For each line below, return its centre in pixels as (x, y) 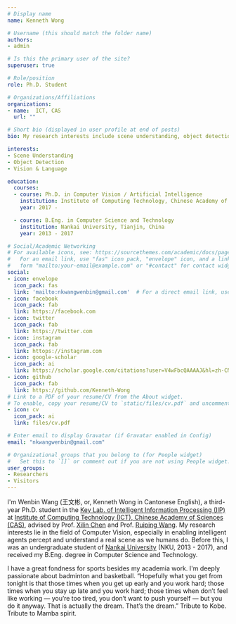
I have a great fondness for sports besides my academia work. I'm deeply (113, 568)
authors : (20, 39)
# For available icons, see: (50, 253)
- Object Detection (36, 162)
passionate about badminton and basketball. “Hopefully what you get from (115, 576)
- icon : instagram (34, 338)
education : (23, 181)
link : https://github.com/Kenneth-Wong (72, 390)
